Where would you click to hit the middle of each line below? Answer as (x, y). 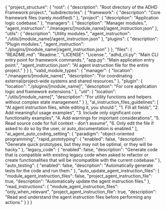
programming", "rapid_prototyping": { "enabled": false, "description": (76, 139)
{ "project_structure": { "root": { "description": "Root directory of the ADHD (81, 7)
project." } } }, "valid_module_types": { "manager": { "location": (69, 70)
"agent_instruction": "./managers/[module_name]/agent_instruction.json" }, (82, 28)
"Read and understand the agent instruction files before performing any (78, 197)
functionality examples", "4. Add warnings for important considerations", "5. (83, 118)
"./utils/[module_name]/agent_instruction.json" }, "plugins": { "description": (82, 39)
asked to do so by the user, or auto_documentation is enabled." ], (72, 128)
